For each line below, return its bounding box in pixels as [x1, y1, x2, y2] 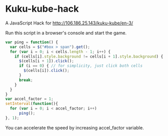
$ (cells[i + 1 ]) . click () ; [18, 59, 74, 64]
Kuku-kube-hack [5, 3, 79, 15]
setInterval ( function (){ [5, 101, 58, 106]
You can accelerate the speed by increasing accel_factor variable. [5, 124, 144, 130]
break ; [18, 77, 33, 83]
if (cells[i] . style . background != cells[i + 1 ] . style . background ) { [14, 54, 163, 59]
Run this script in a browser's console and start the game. [5, 30, 127, 36]
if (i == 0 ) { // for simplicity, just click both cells [18, 63, 143, 69]
